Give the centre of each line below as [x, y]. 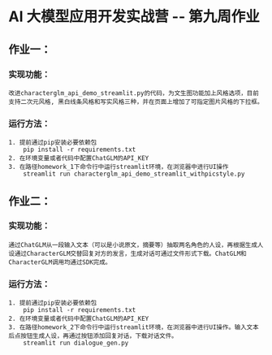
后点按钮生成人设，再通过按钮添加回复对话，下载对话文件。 [93, 336]
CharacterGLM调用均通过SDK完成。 [60, 262]
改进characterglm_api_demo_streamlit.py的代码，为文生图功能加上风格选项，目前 [134, 93]
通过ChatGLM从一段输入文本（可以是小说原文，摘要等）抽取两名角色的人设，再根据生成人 [136, 245]
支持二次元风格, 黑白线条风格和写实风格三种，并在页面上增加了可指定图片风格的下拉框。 [136, 102]
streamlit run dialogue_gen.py [76, 343]
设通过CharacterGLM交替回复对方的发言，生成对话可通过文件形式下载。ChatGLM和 [127, 253]
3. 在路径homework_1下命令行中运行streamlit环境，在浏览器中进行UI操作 [119, 167]
